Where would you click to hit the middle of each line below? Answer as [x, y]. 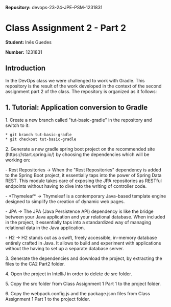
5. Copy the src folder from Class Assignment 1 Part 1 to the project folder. [83, 284]
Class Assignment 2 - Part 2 [66, 28]
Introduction [26, 68]
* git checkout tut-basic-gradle [41, 139]
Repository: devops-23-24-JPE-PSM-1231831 [54, 7]
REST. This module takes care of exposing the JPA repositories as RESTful [83, 181]
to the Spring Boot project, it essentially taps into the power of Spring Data [83, 176]
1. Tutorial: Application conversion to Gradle [77, 108]
